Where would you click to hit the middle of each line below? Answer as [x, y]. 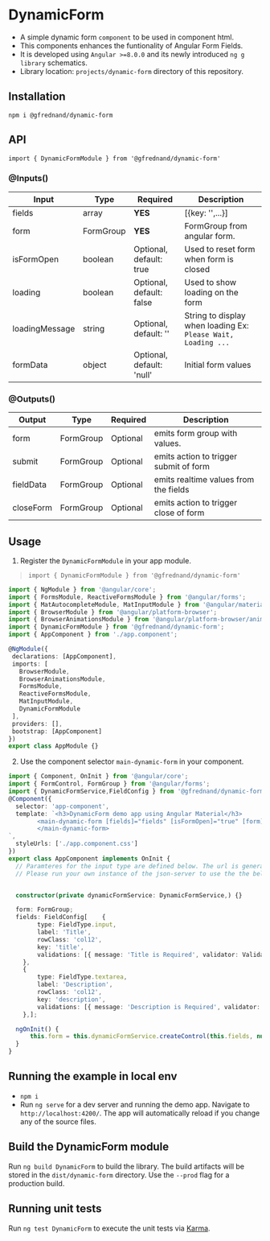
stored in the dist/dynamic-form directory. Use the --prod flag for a [119, 1175]
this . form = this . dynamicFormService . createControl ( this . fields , [141, 1037]
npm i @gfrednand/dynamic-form [61, 115]
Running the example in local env [93, 1076]
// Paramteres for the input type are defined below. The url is [127, 866]
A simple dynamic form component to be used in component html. [127, 37]
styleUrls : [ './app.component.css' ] [77, 844]
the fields [172, 490]
